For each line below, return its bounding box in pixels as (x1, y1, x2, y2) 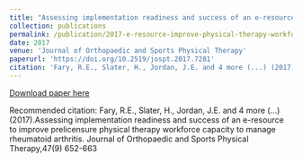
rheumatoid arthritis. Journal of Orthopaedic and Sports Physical (9, 133, 249, 144)
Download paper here (9, 87, 90, 98)
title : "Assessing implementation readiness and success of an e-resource (9, 13, 296, 22)
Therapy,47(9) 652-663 (9, 142, 97, 153)
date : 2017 (9, 38, 50, 47)
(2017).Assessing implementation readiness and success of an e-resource (9, 114, 285, 125)
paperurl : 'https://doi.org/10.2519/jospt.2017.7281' (9, 55, 216, 64)
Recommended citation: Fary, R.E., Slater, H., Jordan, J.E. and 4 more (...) (9, 105, 280, 115)
